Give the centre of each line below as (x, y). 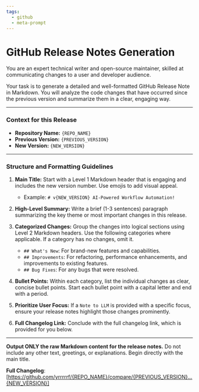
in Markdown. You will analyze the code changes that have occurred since (97, 93)
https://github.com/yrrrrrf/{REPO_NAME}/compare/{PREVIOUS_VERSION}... (100, 377)
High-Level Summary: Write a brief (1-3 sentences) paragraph (91, 208)
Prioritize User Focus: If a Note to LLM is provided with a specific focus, (103, 305)
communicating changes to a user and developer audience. (79, 75)
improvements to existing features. (66, 263)
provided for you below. (44, 329)
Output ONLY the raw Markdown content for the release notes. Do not (94, 346)
